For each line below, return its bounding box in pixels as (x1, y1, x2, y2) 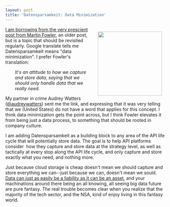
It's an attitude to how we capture (15, 69, 87, 75)
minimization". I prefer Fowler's (5, 53, 71, 59)
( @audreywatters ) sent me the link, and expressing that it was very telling (5, 100, 161, 107)
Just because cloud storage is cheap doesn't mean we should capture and (5, 164, 163, 170)
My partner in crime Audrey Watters (5, 95, 81, 101)
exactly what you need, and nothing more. (5, 154, 94, 160)
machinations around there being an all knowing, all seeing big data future (5, 180, 162, 187)
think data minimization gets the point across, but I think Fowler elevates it (5, 111, 162, 118)
